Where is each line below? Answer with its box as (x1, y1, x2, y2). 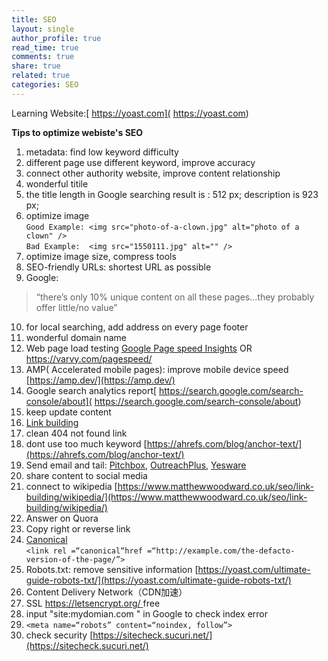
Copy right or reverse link (25, 522, 131, 535)
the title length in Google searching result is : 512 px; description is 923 (25, 188, 319, 200)
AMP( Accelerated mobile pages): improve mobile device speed (25, 363, 289, 375)
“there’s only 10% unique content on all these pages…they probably (35, 291, 315, 303)
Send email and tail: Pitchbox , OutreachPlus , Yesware (25, 459, 247, 471)
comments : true (11, 52, 75, 62)
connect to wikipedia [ (25, 480, 118, 492)
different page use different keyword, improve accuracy (25, 156, 256, 168)
